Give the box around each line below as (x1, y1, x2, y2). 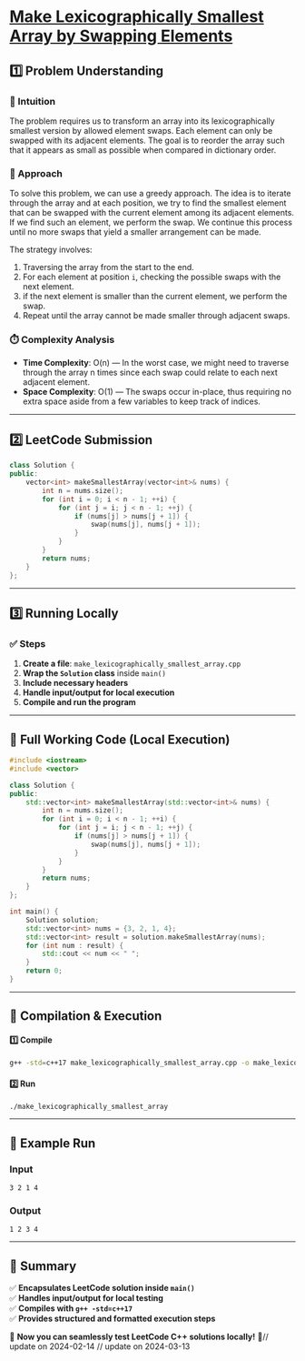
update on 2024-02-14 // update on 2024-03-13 (9, 1341, 191, 1352)
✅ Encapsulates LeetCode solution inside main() (9, 1283, 195, 1294)
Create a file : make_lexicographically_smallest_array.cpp (22, 658, 241, 670)
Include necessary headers (22, 678, 129, 689)
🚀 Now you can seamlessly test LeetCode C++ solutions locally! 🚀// (9, 1331, 270, 1343)
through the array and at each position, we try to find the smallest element (9, 197, 287, 208)
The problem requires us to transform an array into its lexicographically (9, 116, 275, 126)
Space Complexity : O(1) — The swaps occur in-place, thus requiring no (22, 387, 292, 398)
